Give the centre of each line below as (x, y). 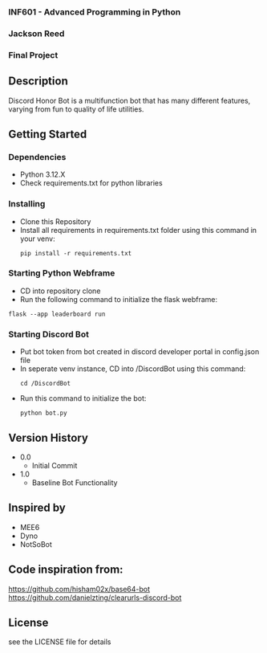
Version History (48, 437)
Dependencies (37, 157)
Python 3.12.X (42, 174)
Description (38, 82)
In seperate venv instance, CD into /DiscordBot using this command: (133, 369)
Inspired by (37, 508)
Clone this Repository (55, 221)
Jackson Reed (36, 33)
